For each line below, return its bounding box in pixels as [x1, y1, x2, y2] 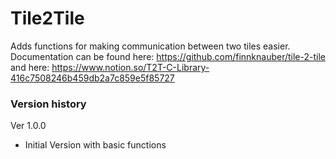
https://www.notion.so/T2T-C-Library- [51, 61, 210, 73]
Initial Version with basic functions [24, 139, 167, 151]
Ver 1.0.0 [10, 120, 47, 132]
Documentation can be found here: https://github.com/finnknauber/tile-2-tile [10, 50, 327, 62]
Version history [10, 97, 87, 111]
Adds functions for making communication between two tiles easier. [10, 40, 291, 52]
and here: [10, 61, 50, 73]
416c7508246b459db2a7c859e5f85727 [10, 72, 175, 84]
